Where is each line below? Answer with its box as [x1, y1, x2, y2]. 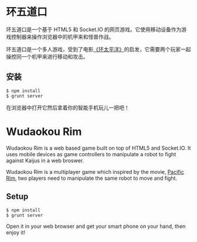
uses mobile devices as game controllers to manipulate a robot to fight [6, 150, 176, 157]
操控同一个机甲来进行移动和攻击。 [6, 53, 89, 60]
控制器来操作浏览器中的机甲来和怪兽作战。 [11, 33, 114, 40]
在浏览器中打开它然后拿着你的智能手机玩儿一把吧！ [6, 104, 130, 111]
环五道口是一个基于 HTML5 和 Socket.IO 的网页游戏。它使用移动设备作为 [6, 26, 182, 33]
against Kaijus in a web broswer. [6, 157, 84, 164]
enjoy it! [6, 228, 25, 236]
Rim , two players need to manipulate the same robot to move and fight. [6, 174, 178, 181]
